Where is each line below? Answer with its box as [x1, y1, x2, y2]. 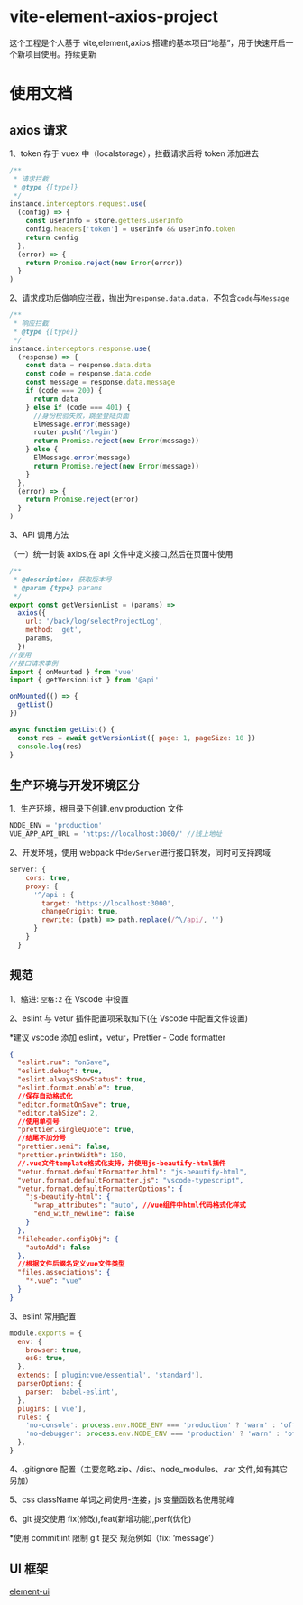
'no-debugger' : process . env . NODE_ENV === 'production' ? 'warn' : [25, 1429, 280, 1439]
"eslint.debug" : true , [17, 1067, 103, 1076]
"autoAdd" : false [25, 1243, 91, 1252]
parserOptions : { [17, 1379, 83, 1388]
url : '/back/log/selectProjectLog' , [25, 617, 164, 626]
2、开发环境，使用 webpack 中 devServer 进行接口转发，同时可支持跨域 [9, 847, 271, 858]
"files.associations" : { [17, 1268, 111, 1277]
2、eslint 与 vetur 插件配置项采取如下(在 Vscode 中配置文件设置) [9, 1013, 249, 1024]
